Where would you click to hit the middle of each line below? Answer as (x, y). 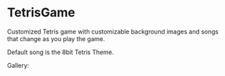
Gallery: (18, 65)
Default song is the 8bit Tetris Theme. (61, 52)
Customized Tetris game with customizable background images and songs (113, 31)
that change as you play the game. (56, 38)
